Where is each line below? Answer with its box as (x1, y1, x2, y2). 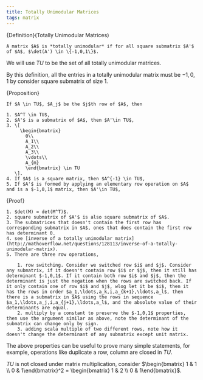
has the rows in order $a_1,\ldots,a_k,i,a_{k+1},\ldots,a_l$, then (6, 289, 184, 295)
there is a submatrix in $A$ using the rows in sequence (6, 294, 154, 300)
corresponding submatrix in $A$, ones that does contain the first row (6, 225, 191, 231)
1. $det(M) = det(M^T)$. (6, 208, 69, 215)
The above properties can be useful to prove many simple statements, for (6, 342, 190, 349)
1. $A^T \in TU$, (6, 111, 50, 118)
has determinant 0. (6, 230, 56, 236)
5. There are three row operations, (6, 251, 99, 258)
